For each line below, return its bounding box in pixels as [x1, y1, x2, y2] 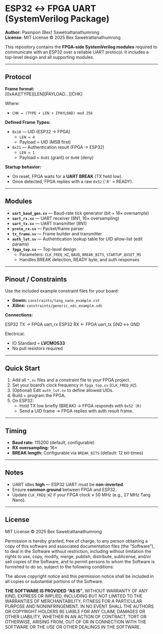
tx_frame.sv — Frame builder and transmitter [12, 230, 102, 236]
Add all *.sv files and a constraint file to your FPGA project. [12, 377, 130, 383]
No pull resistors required [12, 346, 63, 352]
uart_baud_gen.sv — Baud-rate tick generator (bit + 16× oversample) [12, 210, 149, 216]
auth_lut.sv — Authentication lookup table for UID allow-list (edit [12, 236, 143, 242]
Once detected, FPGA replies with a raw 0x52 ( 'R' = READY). [12, 178, 133, 184]
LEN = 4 [19, 135, 35, 140]
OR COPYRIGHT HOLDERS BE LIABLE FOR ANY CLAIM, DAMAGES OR [5, 608, 146, 614]
